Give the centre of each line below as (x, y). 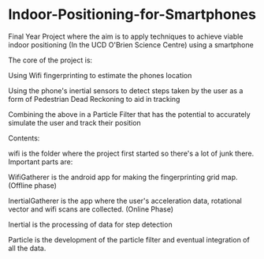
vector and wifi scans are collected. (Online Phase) (91, 209)
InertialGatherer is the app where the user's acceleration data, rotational (125, 201)
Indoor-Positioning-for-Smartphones (132, 15)
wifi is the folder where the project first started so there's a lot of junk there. (131, 153)
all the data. (27, 248)
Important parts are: (41, 161)
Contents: (24, 138)
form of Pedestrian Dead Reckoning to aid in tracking (94, 99)
